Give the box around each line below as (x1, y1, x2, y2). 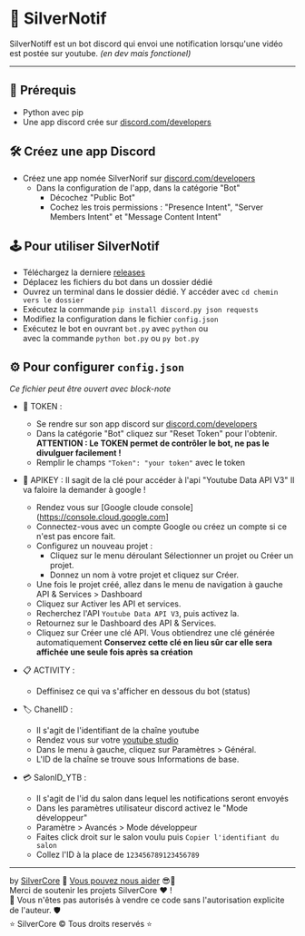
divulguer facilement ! (35, 448, 122, 458)
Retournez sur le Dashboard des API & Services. (35, 617, 217, 629)
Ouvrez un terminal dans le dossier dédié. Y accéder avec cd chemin (22, 286, 279, 298)
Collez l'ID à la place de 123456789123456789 (35, 849, 200, 861)
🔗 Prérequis (9, 83, 77, 98)
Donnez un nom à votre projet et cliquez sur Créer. (49, 569, 239, 580)
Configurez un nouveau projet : (35, 540, 153, 552)
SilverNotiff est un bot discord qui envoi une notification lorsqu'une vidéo (9, 38, 283, 49)
